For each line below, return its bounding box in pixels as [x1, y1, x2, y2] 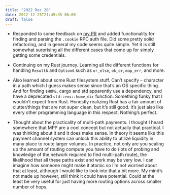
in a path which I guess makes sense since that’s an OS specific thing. [12, 83, 159, 89]
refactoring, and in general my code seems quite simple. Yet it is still [12, 42, 156, 48]
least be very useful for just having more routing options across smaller [12, 178, 162, 185]
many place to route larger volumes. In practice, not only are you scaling [12, 141, 164, 147]
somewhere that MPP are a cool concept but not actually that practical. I [12, 125, 164, 131]
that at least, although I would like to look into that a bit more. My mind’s [12, 168, 163, 174]
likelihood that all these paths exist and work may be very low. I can [12, 157, 154, 163]
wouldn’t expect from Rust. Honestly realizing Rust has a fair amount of [12, 99, 162, 105]
